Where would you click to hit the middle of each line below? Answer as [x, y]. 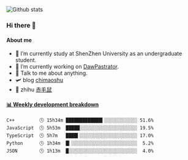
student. [26, 60]
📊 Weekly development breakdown [53, 104]
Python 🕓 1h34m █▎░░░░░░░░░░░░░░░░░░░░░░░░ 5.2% [80, 143]
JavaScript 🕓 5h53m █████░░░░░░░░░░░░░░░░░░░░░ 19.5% [80, 128]
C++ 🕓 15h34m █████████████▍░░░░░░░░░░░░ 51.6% [80, 120]
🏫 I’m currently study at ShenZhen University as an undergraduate [99, 54]
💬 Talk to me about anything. [51, 73]
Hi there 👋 [21, 25]
